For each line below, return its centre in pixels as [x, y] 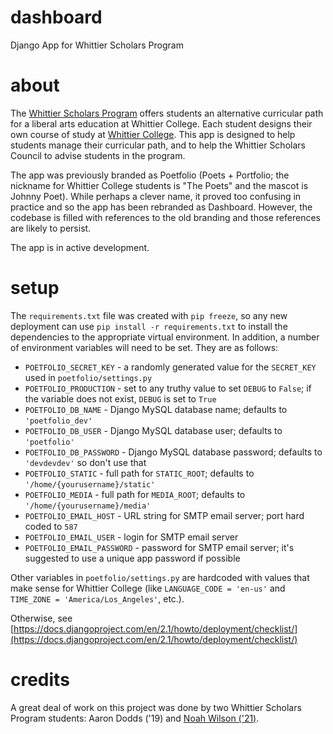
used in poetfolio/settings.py [88, 377]
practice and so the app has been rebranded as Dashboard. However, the [161, 207]
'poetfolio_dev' [58, 421]
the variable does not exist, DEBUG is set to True [120, 398]
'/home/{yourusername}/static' [90, 484]
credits [40, 680]
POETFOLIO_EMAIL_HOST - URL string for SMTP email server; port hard [164, 515]
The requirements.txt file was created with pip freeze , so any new [149, 315]
